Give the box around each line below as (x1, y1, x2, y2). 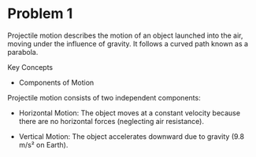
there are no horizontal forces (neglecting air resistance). (18, 116, 204, 126)
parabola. (7, 47, 39, 57)
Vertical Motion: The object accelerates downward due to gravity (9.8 (18, 131, 245, 141)
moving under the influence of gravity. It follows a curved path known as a (7, 38, 249, 48)
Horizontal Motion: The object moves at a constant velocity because (18, 108, 241, 118)
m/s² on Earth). (18, 140, 69, 149)
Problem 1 (7, 5, 73, 23)
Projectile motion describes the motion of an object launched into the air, (7, 31, 243, 40)
